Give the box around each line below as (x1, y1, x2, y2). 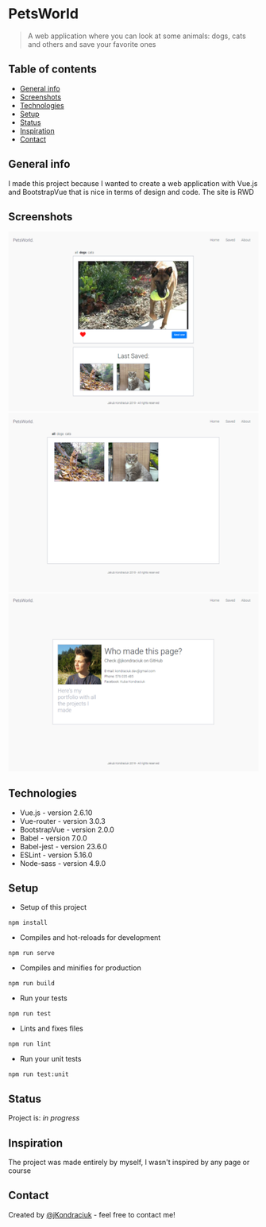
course (8, 1166, 32, 1175)
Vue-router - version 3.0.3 (19, 816, 106, 825)
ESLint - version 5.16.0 (19, 850, 93, 860)
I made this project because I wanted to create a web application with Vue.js (8, 178, 258, 188)
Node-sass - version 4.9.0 (19, 858, 106, 868)
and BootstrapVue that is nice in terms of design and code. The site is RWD (8, 187, 254, 196)
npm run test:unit (8, 1070, 69, 1078)
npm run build (8, 980, 56, 988)
